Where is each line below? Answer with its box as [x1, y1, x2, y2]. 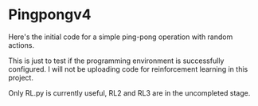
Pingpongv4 [8, 6, 92, 24]
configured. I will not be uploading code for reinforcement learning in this [8, 64, 248, 73]
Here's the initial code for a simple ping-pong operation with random [8, 32, 233, 41]
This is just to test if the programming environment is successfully [8, 56, 225, 65]
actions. [8, 40, 34, 49]
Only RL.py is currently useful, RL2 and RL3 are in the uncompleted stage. [8, 88, 251, 97]
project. [8, 73, 34, 82]
